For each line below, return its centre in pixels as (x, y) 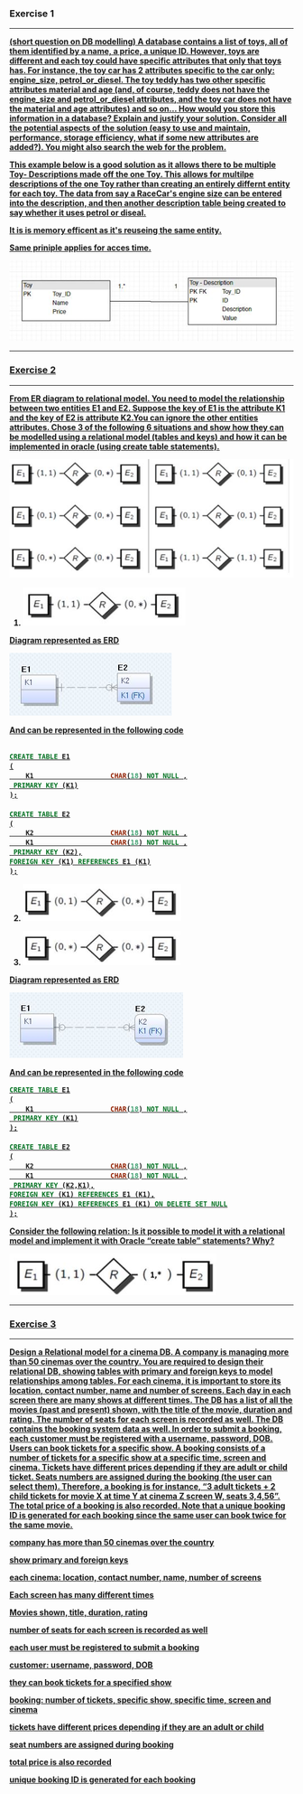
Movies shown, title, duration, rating (79, 1612)
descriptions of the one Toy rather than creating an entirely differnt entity (150, 184)
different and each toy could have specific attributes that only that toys (146, 61)
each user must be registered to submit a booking (105, 1648)
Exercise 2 (33, 371)
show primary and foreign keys (69, 1560)
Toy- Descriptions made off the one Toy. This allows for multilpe (132, 174)
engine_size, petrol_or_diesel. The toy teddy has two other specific (138, 80)
